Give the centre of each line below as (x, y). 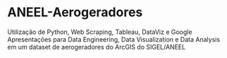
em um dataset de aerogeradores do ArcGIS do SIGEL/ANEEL (97, 47)
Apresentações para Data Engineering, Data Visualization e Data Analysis (114, 39)
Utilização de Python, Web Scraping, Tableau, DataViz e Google (100, 32)
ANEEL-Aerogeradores (75, 12)
